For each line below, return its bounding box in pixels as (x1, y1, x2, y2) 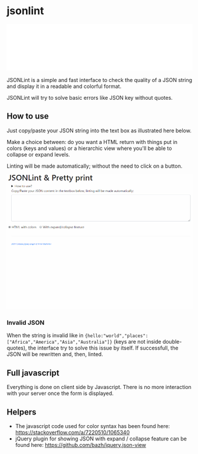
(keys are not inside (113, 338, 161, 345)
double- (162, 338, 182, 345)
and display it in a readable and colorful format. (6, 83, 121, 90)
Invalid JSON (6, 318, 45, 326)
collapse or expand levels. (6, 151, 70, 158)
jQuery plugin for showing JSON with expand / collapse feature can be (15, 435, 187, 442)
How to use (6, 111, 49, 122)
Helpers (6, 407, 37, 417)
